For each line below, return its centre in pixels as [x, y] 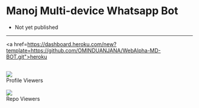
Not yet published [36, 27]
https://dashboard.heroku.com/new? [72, 44]
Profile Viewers [25, 80]
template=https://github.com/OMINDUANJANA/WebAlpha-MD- [84, 50]
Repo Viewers [23, 99]
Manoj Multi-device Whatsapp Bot [92, 11]
